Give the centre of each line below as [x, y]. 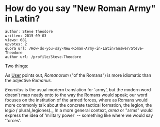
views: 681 [16, 40]
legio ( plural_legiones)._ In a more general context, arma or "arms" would [79, 110]
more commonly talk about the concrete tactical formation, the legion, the [79, 105]
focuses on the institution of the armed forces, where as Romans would [76, 100]
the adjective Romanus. [29, 80]
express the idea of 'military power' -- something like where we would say [79, 115]
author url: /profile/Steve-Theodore [43, 57]
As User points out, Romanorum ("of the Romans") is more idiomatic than [78, 75]
